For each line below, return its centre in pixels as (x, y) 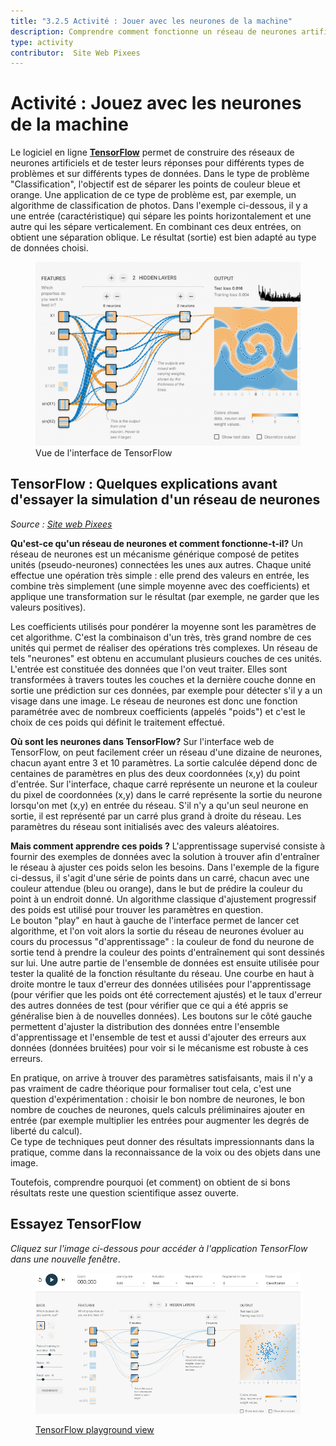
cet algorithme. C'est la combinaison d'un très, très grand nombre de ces (161, 637)
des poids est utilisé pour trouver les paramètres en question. (137, 909)
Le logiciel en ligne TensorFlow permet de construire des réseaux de (152, 152)
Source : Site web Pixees (61, 524)
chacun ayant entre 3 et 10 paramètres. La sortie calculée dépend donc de (164, 762)
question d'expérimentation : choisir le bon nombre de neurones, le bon (158, 1099)
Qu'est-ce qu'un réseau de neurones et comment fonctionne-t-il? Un (156, 543)
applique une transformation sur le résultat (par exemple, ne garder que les (165, 596)
